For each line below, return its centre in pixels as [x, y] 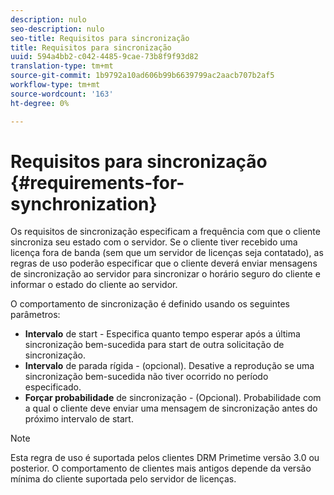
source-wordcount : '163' [62, 94]
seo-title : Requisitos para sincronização [100, 38]
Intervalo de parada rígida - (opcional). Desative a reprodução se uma [169, 366]
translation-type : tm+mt [62, 66]
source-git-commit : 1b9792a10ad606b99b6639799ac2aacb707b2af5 [142, 76]
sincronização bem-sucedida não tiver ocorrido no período [146, 377]
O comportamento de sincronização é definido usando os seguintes [150, 304]
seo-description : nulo [57, 29]
